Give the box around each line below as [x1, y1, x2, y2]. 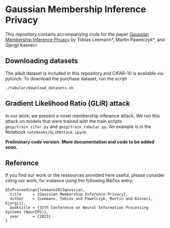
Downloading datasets [5, 57, 78, 66]
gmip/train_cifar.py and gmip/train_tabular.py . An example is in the [5, 123, 151, 129]
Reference [5, 158, 39, 167]
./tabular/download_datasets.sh [5, 85, 74, 90]
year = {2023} [10, 214, 51, 219]
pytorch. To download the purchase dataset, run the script [5, 75, 127, 82]
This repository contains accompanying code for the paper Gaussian [5, 31, 149, 37]
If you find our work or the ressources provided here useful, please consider [5, 172, 165, 178]
